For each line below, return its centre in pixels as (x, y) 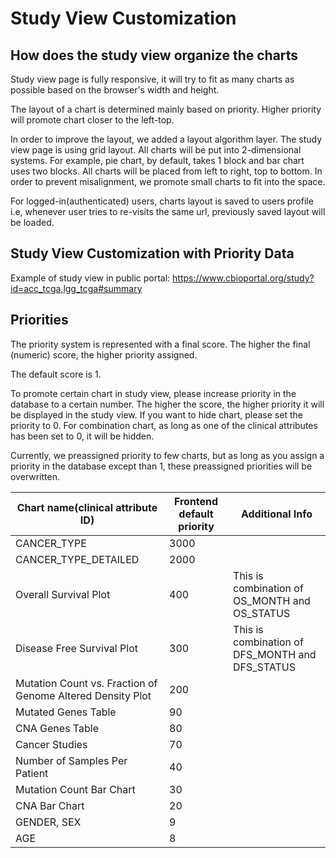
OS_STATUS (262, 613)
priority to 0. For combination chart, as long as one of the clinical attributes (164, 425)
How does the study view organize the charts (154, 55)
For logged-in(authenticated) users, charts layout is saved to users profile (162, 201)
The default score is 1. (56, 374)
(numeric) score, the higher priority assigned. (104, 354)
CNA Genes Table (57, 728)
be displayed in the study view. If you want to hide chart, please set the (156, 414)
